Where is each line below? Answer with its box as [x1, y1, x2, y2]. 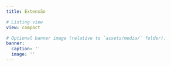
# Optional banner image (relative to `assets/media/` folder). [6, 35, 166, 41]
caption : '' [11, 46, 41, 52]
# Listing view [6, 19, 43, 25]
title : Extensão [6, 8, 46, 15]
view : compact [6, 25, 41, 30]
